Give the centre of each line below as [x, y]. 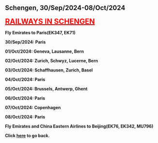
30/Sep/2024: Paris [25, 42]
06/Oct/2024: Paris [25, 98]
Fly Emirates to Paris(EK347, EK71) [40, 32]
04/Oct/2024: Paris [25, 79]
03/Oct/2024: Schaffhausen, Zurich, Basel [49, 70]
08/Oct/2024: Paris [25, 117]
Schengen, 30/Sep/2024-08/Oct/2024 [65, 8]
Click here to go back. [27, 135]
